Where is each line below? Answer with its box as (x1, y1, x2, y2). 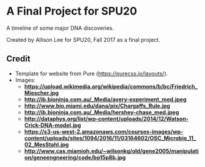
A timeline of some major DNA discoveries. (6, 24, 114, 32)
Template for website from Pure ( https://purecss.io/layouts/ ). (15, 70, 168, 77)
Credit (6, 53, 31, 64)
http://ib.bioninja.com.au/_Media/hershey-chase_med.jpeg (24, 108, 179, 116)
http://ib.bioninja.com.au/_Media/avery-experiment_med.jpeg (24, 95, 187, 103)
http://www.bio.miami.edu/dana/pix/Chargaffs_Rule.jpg (24, 102, 171, 109)
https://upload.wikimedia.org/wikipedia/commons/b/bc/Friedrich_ (24, 83, 198, 90)
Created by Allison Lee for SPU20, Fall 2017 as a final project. (6, 36, 160, 43)
